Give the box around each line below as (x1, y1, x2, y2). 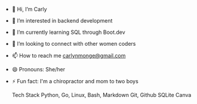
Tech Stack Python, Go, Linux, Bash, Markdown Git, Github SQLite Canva (11, 92, 192, 98)
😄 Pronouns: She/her (11, 66, 66, 73)
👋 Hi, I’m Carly (11, 6, 47, 12)
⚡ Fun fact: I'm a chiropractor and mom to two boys (11, 78, 138, 84)
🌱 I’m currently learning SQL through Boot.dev (11, 29, 125, 36)
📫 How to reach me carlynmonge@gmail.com (11, 52, 126, 59)
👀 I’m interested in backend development (11, 17, 113, 24)
